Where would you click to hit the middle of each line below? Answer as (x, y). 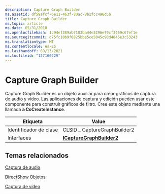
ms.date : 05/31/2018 (26, 28)
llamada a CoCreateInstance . (35, 110)
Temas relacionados (37, 155)
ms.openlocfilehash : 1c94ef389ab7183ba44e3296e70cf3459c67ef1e (71, 33)
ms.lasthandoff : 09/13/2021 (34, 51)
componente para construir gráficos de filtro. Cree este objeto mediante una (82, 104)
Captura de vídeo (23, 187)
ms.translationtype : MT (30, 42)
